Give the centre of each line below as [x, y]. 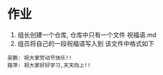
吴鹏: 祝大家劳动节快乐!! [40, 58]
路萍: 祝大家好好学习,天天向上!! [49, 65]
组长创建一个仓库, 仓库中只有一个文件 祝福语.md [87, 35]
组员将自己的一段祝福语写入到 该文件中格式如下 [86, 43]
